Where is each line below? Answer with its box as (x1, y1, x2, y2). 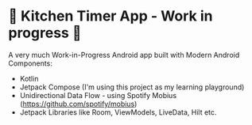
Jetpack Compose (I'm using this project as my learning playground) (19, 82, 245, 92)
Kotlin (19, 74, 39, 83)
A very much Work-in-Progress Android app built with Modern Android (8, 50, 240, 59)
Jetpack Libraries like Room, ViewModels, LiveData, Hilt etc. (19, 107, 217, 117)
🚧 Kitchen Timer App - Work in (8, 7, 213, 25)
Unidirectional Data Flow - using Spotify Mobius (19, 90, 177, 100)
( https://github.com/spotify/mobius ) (19, 99, 138, 108)
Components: (8, 59, 53, 68)
